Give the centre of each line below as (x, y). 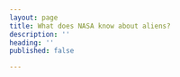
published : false (42, 51)
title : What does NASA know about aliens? (90, 26)
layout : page (34, 17)
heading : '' (31, 43)
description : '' (40, 34)
